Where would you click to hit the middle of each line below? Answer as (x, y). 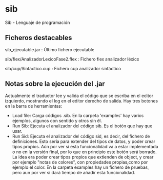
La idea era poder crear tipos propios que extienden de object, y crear (83, 157)
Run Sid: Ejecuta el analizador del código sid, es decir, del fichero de (81, 136)
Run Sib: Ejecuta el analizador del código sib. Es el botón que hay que (82, 126)
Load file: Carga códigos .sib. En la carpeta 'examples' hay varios (78, 115)
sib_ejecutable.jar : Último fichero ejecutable (50, 49)
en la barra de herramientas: (34, 106)
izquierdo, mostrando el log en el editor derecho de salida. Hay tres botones (81, 100)
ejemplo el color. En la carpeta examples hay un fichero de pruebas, (81, 167)
